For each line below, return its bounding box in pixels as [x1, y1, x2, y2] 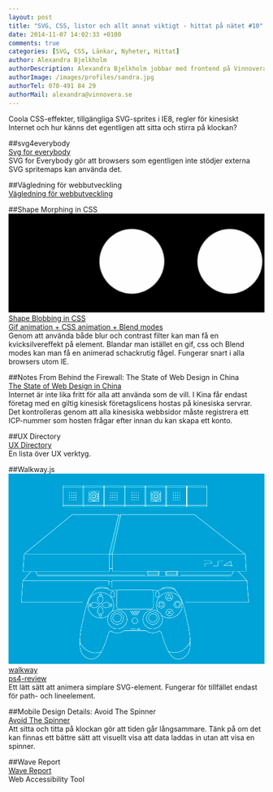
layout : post [8, 13, 53, 21]
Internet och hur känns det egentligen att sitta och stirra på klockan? [8, 122, 237, 132]
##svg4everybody [8, 138, 71, 148]
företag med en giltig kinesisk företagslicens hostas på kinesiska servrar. [8, 399, 253, 409]
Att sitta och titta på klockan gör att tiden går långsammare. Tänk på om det [8, 724, 262, 734]
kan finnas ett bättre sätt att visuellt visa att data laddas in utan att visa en [8, 733, 255, 742]
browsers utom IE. [8, 357, 69, 366]
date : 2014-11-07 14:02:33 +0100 [8, 30, 122, 38]
